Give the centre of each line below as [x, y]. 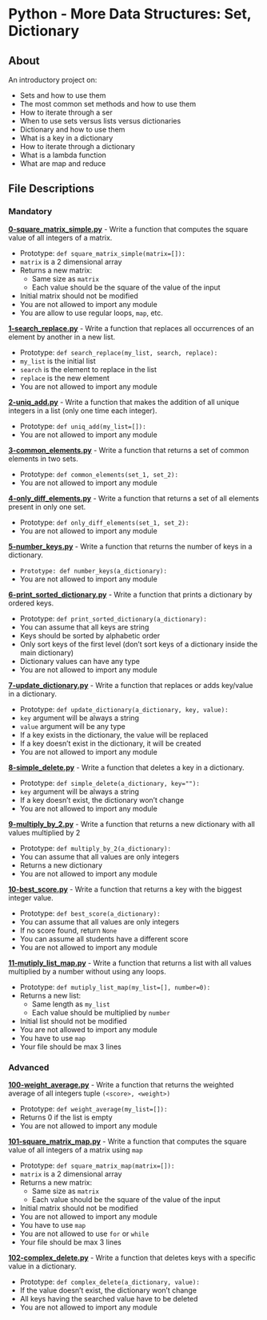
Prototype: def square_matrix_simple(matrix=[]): [103, 253]
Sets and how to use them [63, 95]
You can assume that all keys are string [84, 627]
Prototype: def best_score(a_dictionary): [90, 913]
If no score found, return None [68, 930]
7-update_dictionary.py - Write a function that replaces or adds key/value [131, 685]
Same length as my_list [71, 1004]
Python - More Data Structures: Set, [130, 14]
